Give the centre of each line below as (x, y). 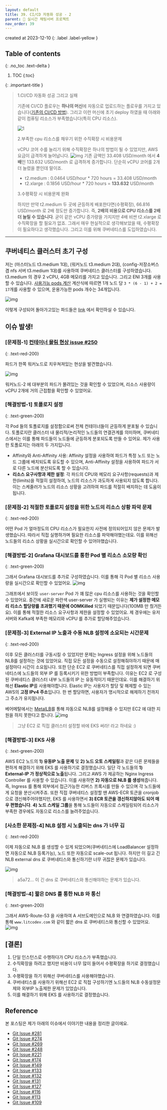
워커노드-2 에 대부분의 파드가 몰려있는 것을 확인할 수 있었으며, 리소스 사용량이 (80, 384)
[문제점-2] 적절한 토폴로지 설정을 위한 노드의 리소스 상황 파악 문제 (79, 507)
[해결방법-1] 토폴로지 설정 (34, 404)
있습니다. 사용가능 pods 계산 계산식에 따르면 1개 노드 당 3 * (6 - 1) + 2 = (89, 283)
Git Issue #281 (27, 1034)
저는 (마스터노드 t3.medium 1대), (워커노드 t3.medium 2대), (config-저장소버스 (82, 264)
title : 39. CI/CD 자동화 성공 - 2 (38, 14)
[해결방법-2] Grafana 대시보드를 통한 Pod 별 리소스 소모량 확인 (76, 555)
